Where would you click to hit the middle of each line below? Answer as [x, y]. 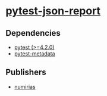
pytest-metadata [34, 54]
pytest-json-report [53, 11]
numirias [25, 86]
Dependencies [33, 33]
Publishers [26, 72]
